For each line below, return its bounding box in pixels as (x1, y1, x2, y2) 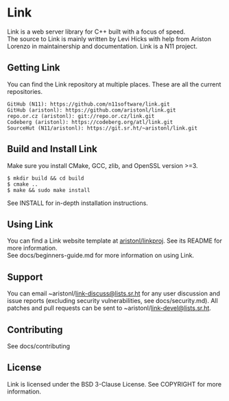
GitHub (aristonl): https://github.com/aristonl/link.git (7, 106, 176, 114)
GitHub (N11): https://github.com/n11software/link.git (7, 101, 170, 108)
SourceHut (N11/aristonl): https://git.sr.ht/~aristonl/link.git (7, 125, 197, 132)
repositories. (7, 87, 43, 95)
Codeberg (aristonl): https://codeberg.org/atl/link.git (7, 119, 173, 125)
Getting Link (7, 62, 60, 73)
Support (7, 271, 43, 282)
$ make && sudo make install (7, 186, 91, 193)
